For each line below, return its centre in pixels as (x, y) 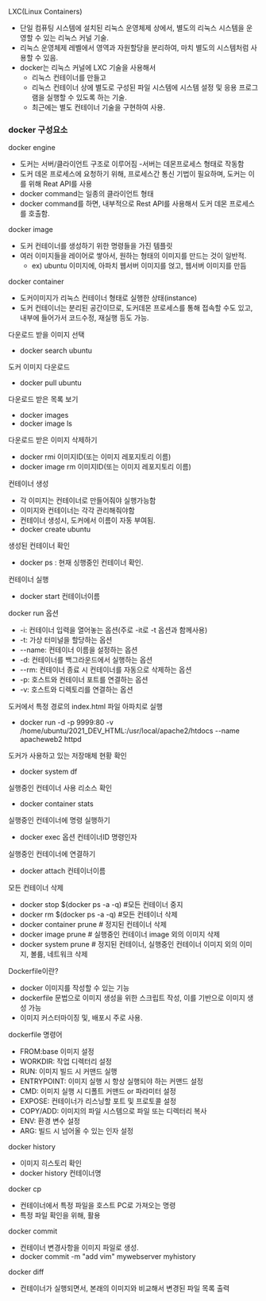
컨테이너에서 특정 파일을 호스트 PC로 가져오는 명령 (98, 1206)
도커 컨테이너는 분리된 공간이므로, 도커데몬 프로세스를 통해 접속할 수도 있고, (136, 308)
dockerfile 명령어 (35, 1035)
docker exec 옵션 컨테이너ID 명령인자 (78, 837)
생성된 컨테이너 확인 (39, 546)
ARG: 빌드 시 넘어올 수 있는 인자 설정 (76, 1131)
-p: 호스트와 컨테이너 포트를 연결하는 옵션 (84, 680)
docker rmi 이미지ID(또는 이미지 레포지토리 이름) (95, 457)
